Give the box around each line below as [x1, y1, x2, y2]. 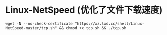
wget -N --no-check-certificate [5, 21, 73, 26]
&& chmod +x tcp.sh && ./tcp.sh [59, 25, 127, 30]
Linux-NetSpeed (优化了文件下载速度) [5, 4, 163, 16]
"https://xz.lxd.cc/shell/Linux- [74, 21, 144, 26]
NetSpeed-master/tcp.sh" [5, 25, 57, 30]
